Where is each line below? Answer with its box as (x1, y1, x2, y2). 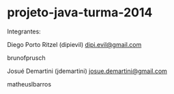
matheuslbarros (7, 80, 52, 88)
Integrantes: (7, 27, 41, 35)
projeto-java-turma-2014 (7, 5, 153, 20)
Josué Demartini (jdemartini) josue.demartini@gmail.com (7, 67, 167, 75)
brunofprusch (7, 53, 46, 62)
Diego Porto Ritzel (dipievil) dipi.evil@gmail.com (7, 40, 142, 48)
